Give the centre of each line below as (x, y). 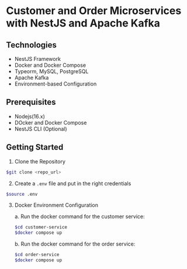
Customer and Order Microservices (94, 11)
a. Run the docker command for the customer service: (79, 217)
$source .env (22, 194)
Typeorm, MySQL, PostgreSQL (51, 71)
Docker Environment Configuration (56, 205)
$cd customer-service (41, 227)
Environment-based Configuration (56, 84)
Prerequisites (31, 102)
